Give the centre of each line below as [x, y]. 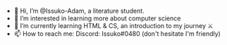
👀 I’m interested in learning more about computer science [97, 18]
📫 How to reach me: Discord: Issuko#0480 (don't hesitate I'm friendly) [117, 34]
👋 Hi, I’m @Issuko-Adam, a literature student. [79, 11]
